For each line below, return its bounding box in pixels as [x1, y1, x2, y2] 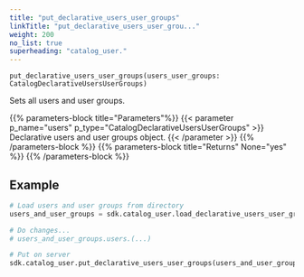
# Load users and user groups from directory [9, 200, 184, 210]
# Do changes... [9, 226, 71, 235]
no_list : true [9, 38, 63, 48]
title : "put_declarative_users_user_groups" [9, 13, 180, 23]
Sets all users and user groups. [9, 96, 125, 106]
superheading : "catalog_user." [9, 47, 128, 56]
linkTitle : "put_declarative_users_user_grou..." [9, 22, 201, 31]
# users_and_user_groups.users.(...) [9, 234, 152, 244]
